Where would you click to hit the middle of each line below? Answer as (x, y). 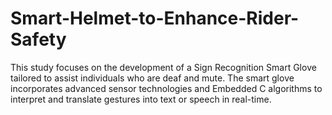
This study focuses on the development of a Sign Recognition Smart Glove (163, 67)
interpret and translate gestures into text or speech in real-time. (141, 99)
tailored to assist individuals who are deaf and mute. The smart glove (152, 78)
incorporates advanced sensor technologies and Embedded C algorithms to (166, 88)
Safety (38, 39)
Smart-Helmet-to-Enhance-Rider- (155, 18)
